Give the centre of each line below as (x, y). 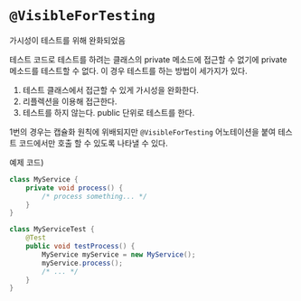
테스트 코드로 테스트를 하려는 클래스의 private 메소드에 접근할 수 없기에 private (148, 59)
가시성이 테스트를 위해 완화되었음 (68, 40)
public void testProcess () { (80, 247)
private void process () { (75, 188)
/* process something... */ (94, 196)
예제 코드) (27, 162)
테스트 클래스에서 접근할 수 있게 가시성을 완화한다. (110, 89)
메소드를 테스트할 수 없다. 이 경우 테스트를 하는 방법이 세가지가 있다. (128, 71)
